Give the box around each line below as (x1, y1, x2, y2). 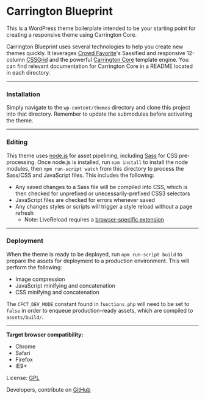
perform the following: (6, 263, 62, 270)
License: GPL (6, 374, 40, 381)
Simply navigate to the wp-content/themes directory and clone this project (6, 104, 190, 111)
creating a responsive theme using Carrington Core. (6, 31, 137, 38)
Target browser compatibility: (6, 330, 84, 338)
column (6, 56, 26, 63)
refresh (15, 209, 34, 217)
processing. (6, 158, 37, 166)
